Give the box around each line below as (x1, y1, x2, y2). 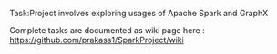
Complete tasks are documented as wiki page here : (9, 25, 205, 35)
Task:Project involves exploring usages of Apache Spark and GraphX (9, 8, 269, 18)
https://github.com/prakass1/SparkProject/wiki (9, 35, 184, 45)
